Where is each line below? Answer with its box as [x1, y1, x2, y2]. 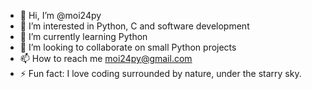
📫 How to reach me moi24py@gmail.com [19, 53, 193, 64]
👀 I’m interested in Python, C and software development [19, 20, 250, 32]
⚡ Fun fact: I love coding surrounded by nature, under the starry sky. [19, 68, 302, 79]
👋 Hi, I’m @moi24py [19, 10, 102, 21]
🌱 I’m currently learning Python [19, 31, 148, 42]
